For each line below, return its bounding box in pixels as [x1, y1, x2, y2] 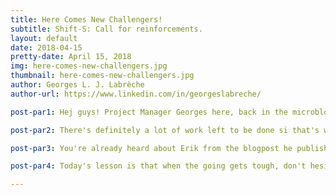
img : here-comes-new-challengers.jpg [10, 61, 168, 71]
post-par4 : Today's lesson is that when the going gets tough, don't [10, 161, 307, 171]
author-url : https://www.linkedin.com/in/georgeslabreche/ [10, 89, 262, 99]
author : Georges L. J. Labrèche [10, 80, 145, 90]
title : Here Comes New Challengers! [10, 14, 163, 25]
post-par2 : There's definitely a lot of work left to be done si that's [10, 125, 320, 135]
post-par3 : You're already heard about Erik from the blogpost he [10, 143, 293, 153]
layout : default [10, 33, 78, 43]
